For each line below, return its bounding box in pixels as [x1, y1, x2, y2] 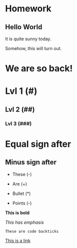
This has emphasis [5, 219, 44, 225]
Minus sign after [5, 158, 57, 167]
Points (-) [12, 200, 32, 206]
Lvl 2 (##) [5, 105, 35, 114]
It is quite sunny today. [5, 36, 52, 42]
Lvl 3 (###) [5, 120, 32, 127]
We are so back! [5, 63, 73, 74]
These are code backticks [5, 229, 59, 234]
